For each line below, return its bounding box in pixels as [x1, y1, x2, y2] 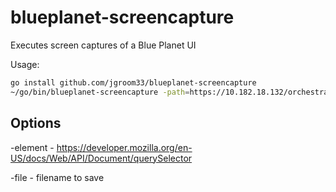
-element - [10, 141, 55, 153]
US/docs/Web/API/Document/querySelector [10, 152, 193, 164]
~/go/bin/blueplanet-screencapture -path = [10, 87, 190, 97]
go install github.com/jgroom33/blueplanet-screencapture [10, 77, 257, 88]
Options [10, 115, 62, 132]
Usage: [10, 58, 40, 70]
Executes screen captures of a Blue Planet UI [10, 39, 197, 51]
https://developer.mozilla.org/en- [56, 141, 193, 153]
